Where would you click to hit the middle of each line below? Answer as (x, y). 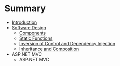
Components (32, 33)
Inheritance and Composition (49, 49)
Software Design (29, 27)
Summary (25, 9)
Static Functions (36, 38)
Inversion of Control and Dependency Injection (67, 43)
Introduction (24, 22)
